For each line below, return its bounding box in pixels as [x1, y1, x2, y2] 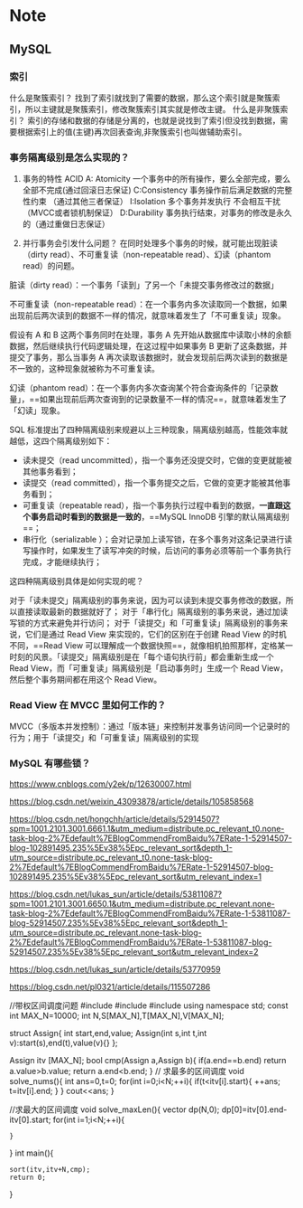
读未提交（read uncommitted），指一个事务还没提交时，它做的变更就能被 [22, 455, 293, 466]
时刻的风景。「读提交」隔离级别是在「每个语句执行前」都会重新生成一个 [9, 652, 274, 663]
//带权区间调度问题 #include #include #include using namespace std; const [9, 1000, 289, 1011]
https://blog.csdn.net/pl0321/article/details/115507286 [9, 981, 211, 992]
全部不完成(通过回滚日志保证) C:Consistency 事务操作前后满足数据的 [22, 184, 277, 195]
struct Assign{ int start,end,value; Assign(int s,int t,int [9, 1027, 207, 1038]
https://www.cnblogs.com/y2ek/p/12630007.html [9, 779, 192, 789]
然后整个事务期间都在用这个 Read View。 [9, 675, 162, 685]
